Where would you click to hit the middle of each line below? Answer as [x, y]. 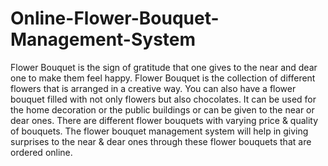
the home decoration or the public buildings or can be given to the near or [162, 109]
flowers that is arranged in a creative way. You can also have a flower [153, 88]
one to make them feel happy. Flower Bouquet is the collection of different [163, 78]
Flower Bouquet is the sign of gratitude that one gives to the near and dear [164, 67]
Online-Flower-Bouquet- [115, 18]
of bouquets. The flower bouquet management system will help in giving [159, 131]
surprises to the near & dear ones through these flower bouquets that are [161, 141]
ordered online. [41, 152]
